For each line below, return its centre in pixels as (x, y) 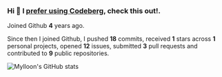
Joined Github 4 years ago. (46, 26)
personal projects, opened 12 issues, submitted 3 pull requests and (102, 46)
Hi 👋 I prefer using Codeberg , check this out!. (84, 11)
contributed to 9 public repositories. (58, 53)
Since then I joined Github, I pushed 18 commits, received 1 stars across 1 (111, 39)
